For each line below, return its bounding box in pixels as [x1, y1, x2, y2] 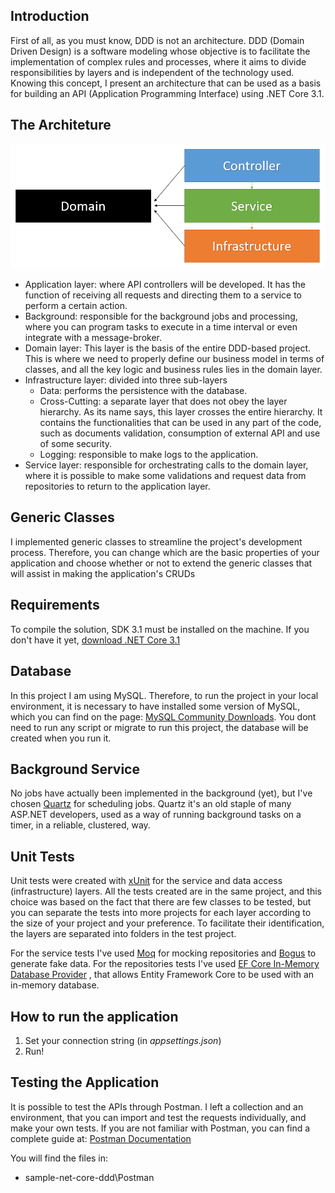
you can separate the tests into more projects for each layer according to [10, 907, 312, 919]
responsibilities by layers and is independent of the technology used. [10, 66, 295, 78]
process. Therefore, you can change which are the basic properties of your [10, 546, 320, 558]
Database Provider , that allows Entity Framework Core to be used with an [10, 969, 315, 981]
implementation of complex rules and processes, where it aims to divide [10, 55, 307, 68]
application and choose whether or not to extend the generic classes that [10, 557, 313, 569]
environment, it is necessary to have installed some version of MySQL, [10, 700, 301, 712]
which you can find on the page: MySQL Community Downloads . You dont [10, 710, 317, 723]
